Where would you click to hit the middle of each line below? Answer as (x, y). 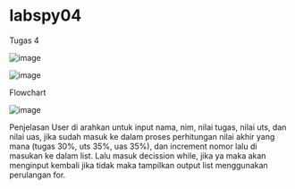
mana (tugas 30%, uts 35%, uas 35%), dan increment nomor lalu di (133, 146)
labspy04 (46, 16)
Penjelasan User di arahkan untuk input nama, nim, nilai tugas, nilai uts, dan (148, 127)
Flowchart (28, 92)
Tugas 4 (25, 40)
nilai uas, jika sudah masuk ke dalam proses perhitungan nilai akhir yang (142, 136)
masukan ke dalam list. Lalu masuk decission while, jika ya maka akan (138, 155)
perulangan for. (38, 175)
